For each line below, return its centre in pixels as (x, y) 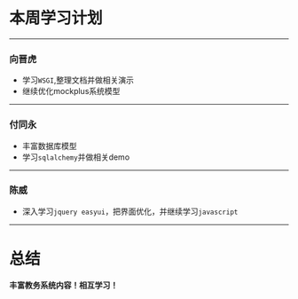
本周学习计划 (56, 18)
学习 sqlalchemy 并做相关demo (76, 157)
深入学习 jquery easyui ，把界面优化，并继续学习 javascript (130, 211)
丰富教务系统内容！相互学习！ (63, 285)
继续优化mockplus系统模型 (71, 91)
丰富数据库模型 (49, 146)
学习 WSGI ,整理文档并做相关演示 (78, 80)
